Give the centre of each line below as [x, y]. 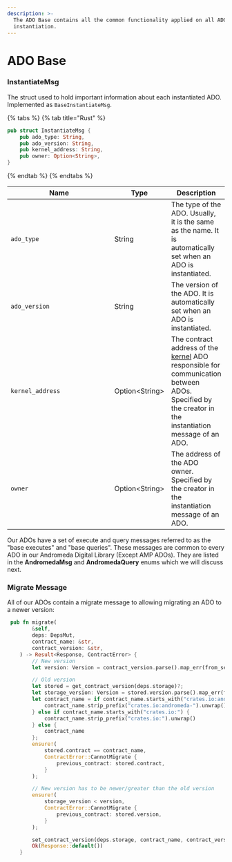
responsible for [196, 365]
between [186, 383]
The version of [195, 285]
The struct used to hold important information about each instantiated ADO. [115, 97]
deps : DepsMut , [54, 635]
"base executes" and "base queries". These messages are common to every [116, 548]
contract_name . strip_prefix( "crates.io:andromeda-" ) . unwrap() [135, 705]
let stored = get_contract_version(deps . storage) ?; [108, 687]
